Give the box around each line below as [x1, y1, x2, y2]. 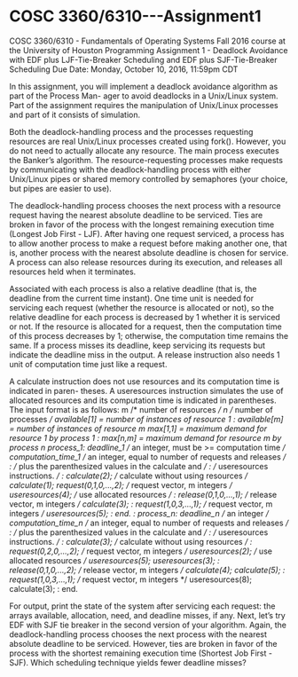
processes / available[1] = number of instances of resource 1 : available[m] [9, 413, 284, 424]
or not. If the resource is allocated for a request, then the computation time [9, 321, 282, 332]
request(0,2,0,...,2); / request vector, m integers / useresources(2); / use [9, 546, 273, 556]
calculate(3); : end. [9, 583, 78, 594]
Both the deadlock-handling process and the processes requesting [9, 126, 254, 137]
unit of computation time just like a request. [9, 358, 168, 369]
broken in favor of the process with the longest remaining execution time [9, 219, 275, 230]
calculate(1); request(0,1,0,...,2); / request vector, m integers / [9, 479, 232, 490]
